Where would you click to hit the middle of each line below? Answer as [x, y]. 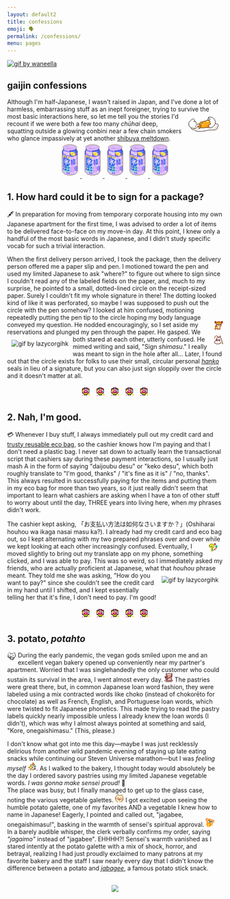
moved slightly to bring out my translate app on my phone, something [105, 553]
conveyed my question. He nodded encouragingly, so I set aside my [103, 324]
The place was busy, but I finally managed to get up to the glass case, [106, 790]
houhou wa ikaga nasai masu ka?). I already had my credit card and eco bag [115, 531]
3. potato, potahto [46, 639]
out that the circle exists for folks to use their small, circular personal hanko [113, 361]
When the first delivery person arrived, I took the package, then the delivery [114, 259]
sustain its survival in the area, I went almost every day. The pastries [108, 680]
